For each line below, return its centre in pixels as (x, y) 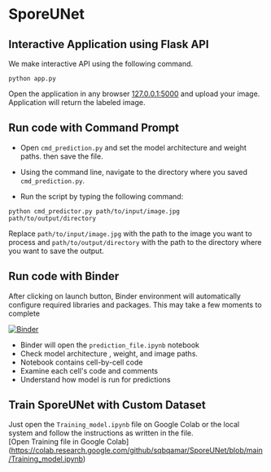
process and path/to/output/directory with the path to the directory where (135, 242)
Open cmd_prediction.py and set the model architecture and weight (133, 147)
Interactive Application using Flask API (109, 44)
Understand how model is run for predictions (95, 379)
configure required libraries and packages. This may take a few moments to (135, 304)
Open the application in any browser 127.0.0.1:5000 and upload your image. (134, 94)
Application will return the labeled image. (77, 102)
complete (24, 313)
